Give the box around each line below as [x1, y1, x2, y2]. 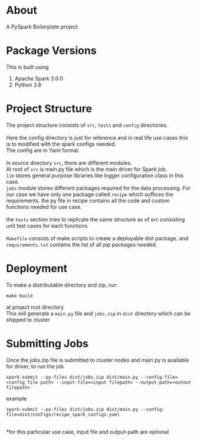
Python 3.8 [14, 81, 41, 88]
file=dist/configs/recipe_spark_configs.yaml [6, 411, 120, 417]
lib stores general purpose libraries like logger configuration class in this [6, 172, 184, 179]
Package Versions [6, 44, 97, 57]
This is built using [6, 63, 49, 70]
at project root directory [6, 303, 64, 311]
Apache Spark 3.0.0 [14, 75, 64, 82]
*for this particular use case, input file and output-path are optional [6, 428, 169, 435]
